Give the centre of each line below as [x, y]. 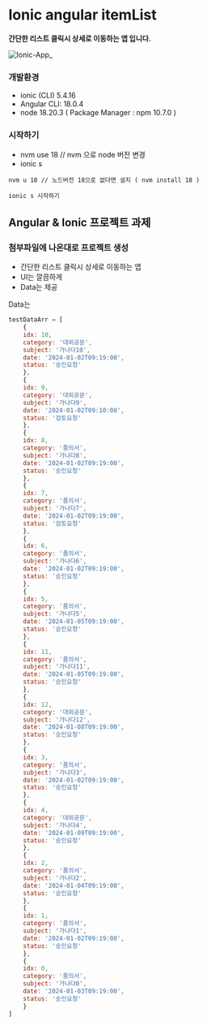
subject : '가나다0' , [55, 984]
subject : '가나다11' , [57, 667]
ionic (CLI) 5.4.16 [48, 96]
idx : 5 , [36, 599]
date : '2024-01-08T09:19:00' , [74, 727]
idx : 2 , [36, 863]
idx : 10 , [38, 334]
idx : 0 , [36, 969]
